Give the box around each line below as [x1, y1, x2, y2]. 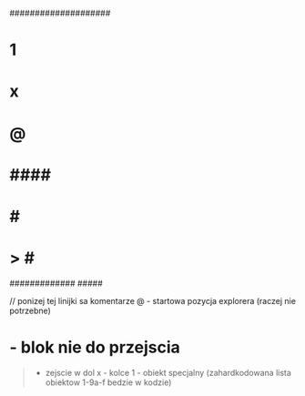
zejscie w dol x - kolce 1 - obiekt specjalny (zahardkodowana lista [45, 367, 291, 378]
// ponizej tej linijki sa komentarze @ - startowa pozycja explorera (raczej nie [9, 295, 296, 306]
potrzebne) [9, 305, 52, 316]
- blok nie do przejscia [9, 337, 180, 358]
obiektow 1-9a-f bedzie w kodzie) [45, 377, 172, 388]
